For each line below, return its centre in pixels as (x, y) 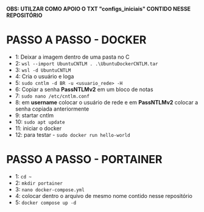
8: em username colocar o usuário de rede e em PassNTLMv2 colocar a (107, 102)
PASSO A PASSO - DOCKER (76, 40)
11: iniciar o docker (38, 128)
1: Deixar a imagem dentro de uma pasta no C (72, 57)
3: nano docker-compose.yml (50, 189)
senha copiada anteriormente (52, 109)
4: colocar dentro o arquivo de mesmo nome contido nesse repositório (104, 196)
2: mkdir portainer (39, 183)
